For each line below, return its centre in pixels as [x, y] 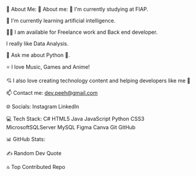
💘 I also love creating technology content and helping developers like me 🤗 [98, 81]
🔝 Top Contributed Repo [36, 167]
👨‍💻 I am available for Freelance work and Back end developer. [82, 32]
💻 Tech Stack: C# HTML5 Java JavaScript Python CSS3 [75, 119]
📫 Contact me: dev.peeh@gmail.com [52, 93]
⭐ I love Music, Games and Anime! [48, 67]
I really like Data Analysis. [37, 44]
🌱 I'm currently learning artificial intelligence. [61, 20]
